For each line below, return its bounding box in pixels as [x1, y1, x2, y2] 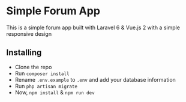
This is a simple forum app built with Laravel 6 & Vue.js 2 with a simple [6, 24, 180, 31]
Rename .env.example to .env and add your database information [14, 76, 176, 83]
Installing [6, 48, 42, 58]
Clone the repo [14, 63, 52, 70]
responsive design [6, 30, 52, 37]
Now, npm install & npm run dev [14, 88, 95, 96]
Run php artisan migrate [14, 82, 78, 89]
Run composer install [14, 70, 70, 77]
